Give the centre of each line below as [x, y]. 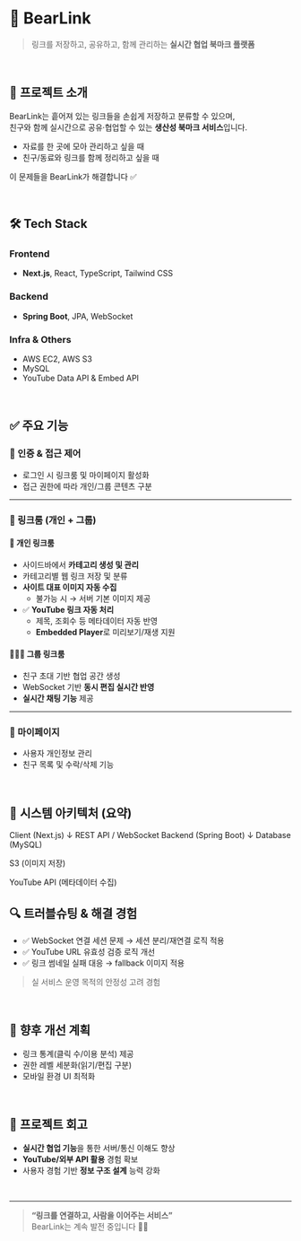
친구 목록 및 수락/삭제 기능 [68, 765]
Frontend [30, 254]
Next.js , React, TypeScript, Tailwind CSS [97, 274]
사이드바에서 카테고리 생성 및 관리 [80, 564]
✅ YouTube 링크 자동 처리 [68, 609]
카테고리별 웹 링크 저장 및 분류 [75, 576]
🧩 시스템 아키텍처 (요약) [71, 813]
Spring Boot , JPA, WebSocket [77, 316]
